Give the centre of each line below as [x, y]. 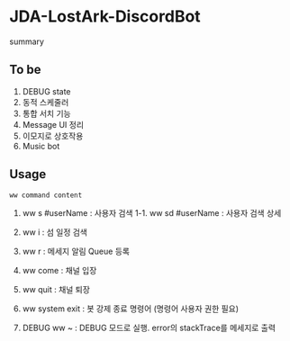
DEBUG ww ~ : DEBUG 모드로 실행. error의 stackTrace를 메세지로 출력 [149, 328]
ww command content [46, 195]
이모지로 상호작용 [53, 136]
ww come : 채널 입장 [59, 270]
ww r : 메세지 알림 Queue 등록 [76, 251]
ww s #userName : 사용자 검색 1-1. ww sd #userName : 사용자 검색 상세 [152, 212]
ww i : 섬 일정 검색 [55, 232]
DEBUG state [46, 91]
